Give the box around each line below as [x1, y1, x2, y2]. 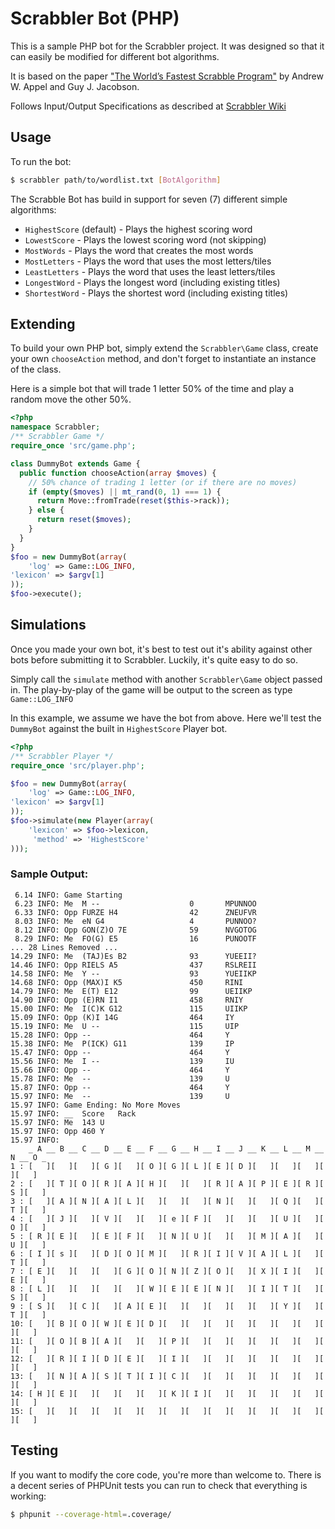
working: [10, 1490, 47, 1502]
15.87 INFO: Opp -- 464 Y [10, 1082, 230, 1092]
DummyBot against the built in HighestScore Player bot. [10, 722, 228, 734]
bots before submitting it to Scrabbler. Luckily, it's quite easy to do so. [10, 653, 298, 666]
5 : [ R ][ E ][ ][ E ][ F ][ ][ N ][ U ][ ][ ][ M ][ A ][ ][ [10, 1231, 325, 1241]
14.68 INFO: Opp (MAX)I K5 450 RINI [10, 977, 244, 987]
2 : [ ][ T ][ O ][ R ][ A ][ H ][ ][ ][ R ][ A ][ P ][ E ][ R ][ [10, 1178, 325, 1189]
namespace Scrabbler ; [10, 422, 101, 432]
